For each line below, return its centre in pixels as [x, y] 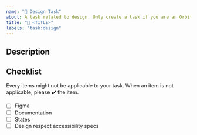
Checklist [24, 72]
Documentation [33, 113]
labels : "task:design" [34, 28]
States [22, 119]
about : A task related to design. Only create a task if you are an [91, 17]
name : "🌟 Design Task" [34, 11]
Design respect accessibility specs [57, 126]
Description [28, 51]
